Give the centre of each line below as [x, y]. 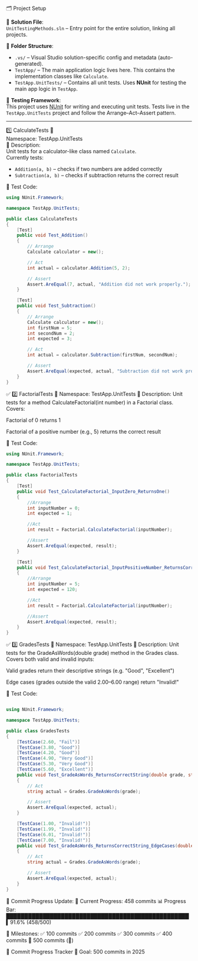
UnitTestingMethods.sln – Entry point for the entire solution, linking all [91, 28]
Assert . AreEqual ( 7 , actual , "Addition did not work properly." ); [109, 284]
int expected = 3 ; [50, 339]
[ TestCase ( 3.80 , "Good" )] [49, 747]
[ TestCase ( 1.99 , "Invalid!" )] [54, 829]
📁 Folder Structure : [30, 46]
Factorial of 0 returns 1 [33, 420]
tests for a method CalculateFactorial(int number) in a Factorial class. [90, 402]
